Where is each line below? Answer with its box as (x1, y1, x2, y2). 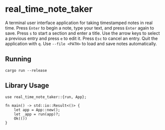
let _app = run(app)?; (14, 112, 60, 117)
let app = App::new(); (14, 107, 60, 112)
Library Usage (5, 81, 49, 90)
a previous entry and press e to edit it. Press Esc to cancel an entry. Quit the (5, 35, 158, 41)
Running (5, 55, 32, 64)
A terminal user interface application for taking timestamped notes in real (5, 20, 153, 26)
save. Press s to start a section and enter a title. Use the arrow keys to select (5, 30, 160, 36)
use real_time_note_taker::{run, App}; (5, 95, 87, 99)
